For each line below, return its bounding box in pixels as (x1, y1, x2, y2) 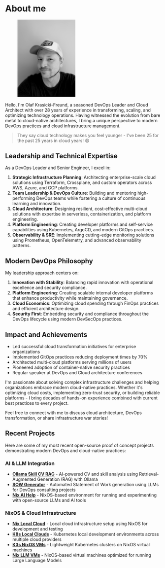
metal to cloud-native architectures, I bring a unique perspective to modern (5, 117, 158, 123)
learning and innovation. (12, 201, 62, 207)
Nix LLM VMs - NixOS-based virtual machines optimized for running (12, 552, 151, 558)
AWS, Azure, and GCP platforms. (12, 185, 79, 191)
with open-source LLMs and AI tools (12, 497, 86, 503)
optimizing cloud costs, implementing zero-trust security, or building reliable (5, 390, 160, 396)
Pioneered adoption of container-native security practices (12, 364, 130, 370)
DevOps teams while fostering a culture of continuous (36, 195, 146, 201)
